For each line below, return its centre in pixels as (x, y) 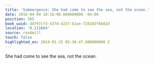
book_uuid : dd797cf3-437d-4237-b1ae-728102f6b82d (58, 24)
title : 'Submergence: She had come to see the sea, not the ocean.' (77, 10)
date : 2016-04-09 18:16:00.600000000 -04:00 (52, 14)
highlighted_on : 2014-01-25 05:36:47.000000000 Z (58, 42)
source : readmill (23, 33)
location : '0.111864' (28, 28)
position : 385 (20, 19)
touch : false (19, 38)
